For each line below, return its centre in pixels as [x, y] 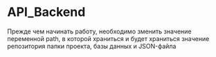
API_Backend [46, 12]
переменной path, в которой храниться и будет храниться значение [108, 38]
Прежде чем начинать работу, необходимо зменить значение [99, 31]
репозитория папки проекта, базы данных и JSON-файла [92, 46]
